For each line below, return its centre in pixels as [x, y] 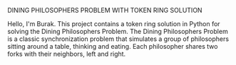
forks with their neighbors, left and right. [67, 54]
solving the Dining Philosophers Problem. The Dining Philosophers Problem [118, 31]
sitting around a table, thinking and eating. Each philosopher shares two [113, 46]
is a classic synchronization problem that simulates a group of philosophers [118, 39]
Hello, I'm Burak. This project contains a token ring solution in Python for [114, 24]
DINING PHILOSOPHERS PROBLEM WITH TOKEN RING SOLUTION [105, 10]
